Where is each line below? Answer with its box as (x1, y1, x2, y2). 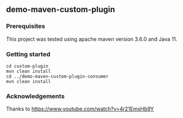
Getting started (6, 50, 51, 58)
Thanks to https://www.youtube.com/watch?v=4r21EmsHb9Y (6, 105, 154, 113)
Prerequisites (6, 22, 45, 30)
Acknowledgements (6, 92, 65, 100)
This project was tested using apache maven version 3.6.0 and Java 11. (6, 35, 178, 43)
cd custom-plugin (6, 63, 49, 69)
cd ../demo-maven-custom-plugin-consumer (6, 73, 109, 79)
